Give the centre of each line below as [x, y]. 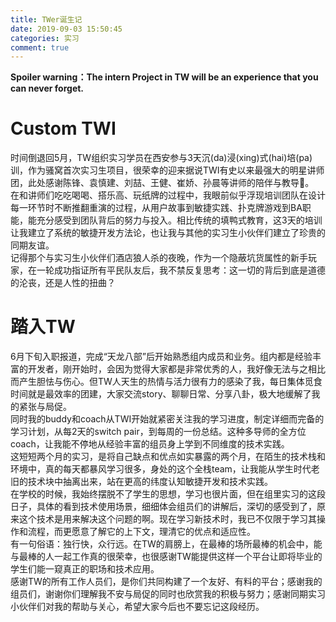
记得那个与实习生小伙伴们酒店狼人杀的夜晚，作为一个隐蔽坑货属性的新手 [159, 258]
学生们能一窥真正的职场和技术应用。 [85, 569]
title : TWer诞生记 [46, 19]
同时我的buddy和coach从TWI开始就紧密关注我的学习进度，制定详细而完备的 [167, 419]
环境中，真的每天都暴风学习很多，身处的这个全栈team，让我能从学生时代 [161, 469]
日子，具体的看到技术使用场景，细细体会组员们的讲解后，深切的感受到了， [163, 507]
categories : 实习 [45, 38]
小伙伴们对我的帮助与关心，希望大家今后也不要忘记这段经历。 [137, 607]
